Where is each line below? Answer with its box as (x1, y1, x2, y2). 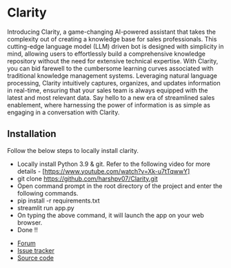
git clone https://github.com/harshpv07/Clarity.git (17, 174, 159, 183)
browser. (17, 218, 43, 227)
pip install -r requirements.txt (17, 196, 100, 205)
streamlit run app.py (17, 203, 74, 212)
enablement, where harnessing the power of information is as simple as (7, 101, 210, 109)
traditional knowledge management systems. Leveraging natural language (7, 71, 217, 80)
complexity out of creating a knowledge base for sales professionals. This (7, 34, 217, 43)
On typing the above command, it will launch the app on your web (17, 211, 205, 219)
